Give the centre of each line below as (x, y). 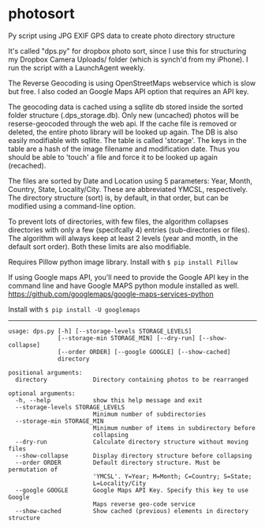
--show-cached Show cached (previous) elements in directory (132, 511)
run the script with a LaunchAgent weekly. (77, 67)
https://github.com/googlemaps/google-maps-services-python (111, 294)
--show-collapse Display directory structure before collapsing (134, 455)
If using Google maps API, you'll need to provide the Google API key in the (129, 277)
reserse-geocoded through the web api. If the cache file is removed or (123, 123)
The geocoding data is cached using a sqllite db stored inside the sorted (126, 107)
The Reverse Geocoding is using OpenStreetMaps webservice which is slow (132, 83)
